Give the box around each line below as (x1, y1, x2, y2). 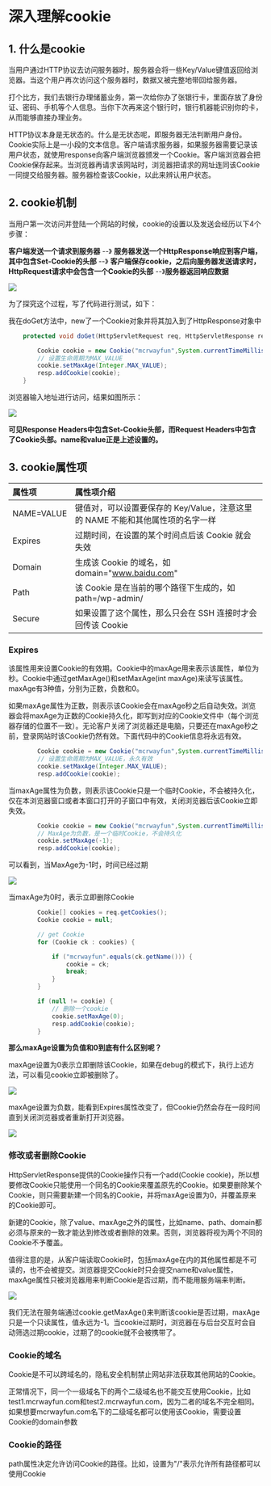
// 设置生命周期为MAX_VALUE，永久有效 (37, 755, 153, 764)
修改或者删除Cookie (8, 1150, 86, 1161)
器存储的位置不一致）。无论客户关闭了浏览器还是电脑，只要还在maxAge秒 (8, 721, 252, 731)
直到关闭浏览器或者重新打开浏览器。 (8, 1113, 129, 1122)
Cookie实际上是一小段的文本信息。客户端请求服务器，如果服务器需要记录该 (8, 140, 258, 149)
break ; (65, 967, 89, 976)
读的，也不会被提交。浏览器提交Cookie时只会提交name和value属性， (8, 1265, 238, 1274)
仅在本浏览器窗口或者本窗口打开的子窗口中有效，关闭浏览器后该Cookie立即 (8, 795, 258, 805)
